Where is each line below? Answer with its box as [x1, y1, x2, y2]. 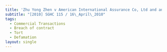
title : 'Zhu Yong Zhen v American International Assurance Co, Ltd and [5, 7, 157, 12]
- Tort [9, 30, 23, 35]
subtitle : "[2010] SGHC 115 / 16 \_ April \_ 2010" [5, 12, 106, 17]
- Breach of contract [9, 26, 55, 31]
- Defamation [9, 35, 37, 40]
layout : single [5, 40, 37, 45]
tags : [5, 16, 16, 21]
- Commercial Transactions [9, 21, 66, 26]
